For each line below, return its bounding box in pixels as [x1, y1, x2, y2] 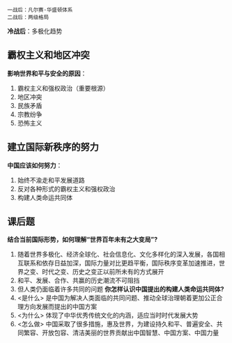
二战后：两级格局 [7, 14, 49, 21]
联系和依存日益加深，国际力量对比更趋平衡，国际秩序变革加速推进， [23, 259, 219, 267]
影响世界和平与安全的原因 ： [7, 69, 87, 77]
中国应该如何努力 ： [7, 161, 63, 169]
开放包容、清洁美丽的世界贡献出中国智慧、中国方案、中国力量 [41, 328, 219, 337]
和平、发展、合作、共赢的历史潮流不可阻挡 [17, 276, 140, 284]
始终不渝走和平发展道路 [17, 176, 85, 184]
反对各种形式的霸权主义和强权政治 [17, 184, 116, 193]
